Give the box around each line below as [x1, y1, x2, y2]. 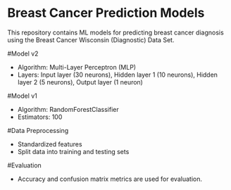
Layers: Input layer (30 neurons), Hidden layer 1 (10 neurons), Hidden [17, 70, 218, 79]
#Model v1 [7, 91, 37, 100]
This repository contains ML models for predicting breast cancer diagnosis [7, 28, 224, 37]
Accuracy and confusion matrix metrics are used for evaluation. [17, 175, 203, 183]
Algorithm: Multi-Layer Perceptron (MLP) [17, 63, 136, 71]
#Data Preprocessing [7, 126, 69, 134]
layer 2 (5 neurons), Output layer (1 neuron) [17, 77, 143, 86]
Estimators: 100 [17, 113, 63, 121]
